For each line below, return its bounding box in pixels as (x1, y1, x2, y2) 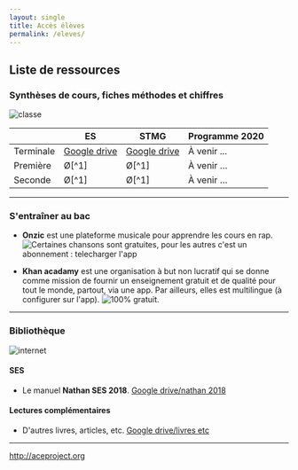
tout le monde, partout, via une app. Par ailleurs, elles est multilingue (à (21, 285, 282, 295)
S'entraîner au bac (9, 209, 90, 222)
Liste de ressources (9, 62, 121, 77)
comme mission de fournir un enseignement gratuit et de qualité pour (21, 276, 277, 286)
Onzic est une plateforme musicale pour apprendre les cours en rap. (21, 230, 273, 240)
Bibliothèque (9, 325, 66, 337)
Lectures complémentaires (9, 405, 111, 416)
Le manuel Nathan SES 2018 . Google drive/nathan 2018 (21, 385, 226, 396)
